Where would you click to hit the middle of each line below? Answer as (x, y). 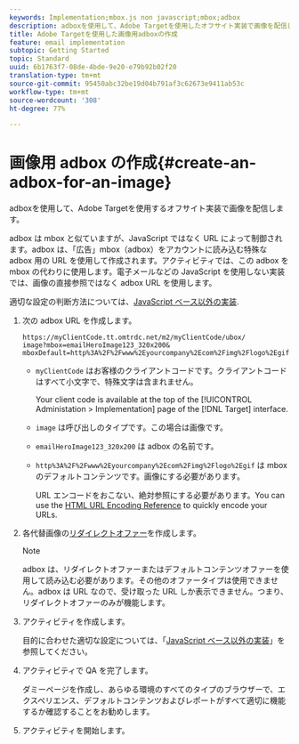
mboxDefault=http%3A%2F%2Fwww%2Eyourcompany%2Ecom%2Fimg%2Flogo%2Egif (156, 353)
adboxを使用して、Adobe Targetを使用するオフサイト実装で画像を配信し (143, 208)
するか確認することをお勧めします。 (88, 712)
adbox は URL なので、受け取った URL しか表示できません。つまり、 (163, 592)
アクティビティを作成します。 (76, 622)
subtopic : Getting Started (59, 51)
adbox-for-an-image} (90, 182)
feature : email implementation (67, 42)
